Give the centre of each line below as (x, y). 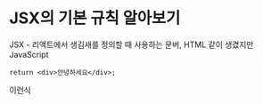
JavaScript (29, 54)
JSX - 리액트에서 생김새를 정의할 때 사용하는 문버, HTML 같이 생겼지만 (131, 44)
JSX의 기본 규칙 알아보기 (95, 18)
